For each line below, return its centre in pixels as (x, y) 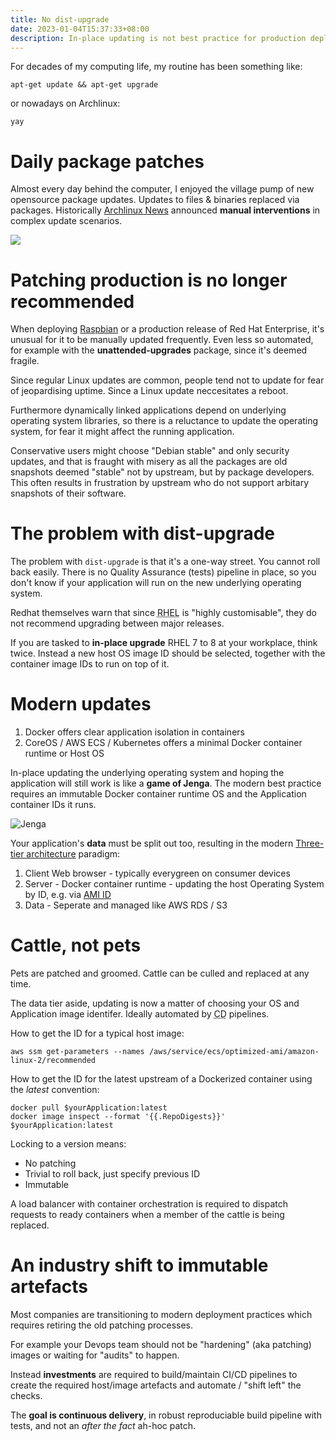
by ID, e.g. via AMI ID (68, 895)
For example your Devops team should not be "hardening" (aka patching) (161, 1344)
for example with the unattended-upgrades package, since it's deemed (159, 350)
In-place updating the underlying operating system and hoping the (147, 773)
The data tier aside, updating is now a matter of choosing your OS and (155, 1003)
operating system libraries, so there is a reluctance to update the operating (164, 421)
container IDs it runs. (53, 805)
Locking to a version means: (68, 1144)
